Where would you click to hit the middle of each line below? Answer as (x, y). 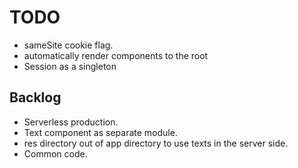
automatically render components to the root (116, 55)
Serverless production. (71, 122)
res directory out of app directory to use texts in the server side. (156, 143)
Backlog (35, 97)
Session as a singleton (70, 66)
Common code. (55, 153)
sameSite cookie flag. (68, 45)
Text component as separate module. (100, 132)
